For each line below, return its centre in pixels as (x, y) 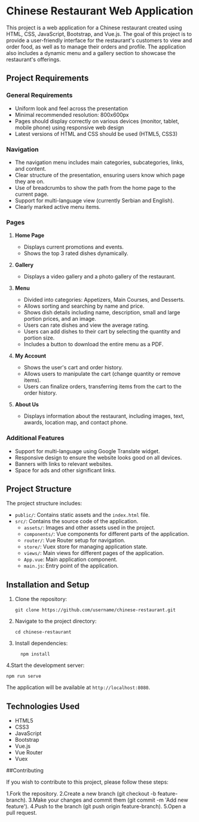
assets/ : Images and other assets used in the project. (89, 527)
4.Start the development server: (45, 665)
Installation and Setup (48, 585)
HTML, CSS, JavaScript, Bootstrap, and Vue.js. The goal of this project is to (99, 34)
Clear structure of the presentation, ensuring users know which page (100, 175)
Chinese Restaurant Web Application (100, 11)
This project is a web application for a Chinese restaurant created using (94, 28)
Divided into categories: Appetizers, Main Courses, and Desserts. (104, 300)
